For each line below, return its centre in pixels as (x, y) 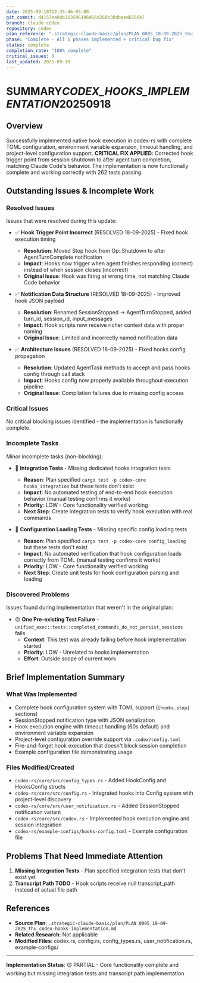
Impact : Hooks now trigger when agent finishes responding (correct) (108, 264)
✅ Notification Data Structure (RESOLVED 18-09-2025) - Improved (97, 294)
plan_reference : (26, 34)
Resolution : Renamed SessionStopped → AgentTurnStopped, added (107, 313)
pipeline (33, 387)
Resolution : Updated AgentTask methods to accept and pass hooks (107, 368)
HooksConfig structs (40, 787)
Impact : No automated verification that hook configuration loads (103, 553)
